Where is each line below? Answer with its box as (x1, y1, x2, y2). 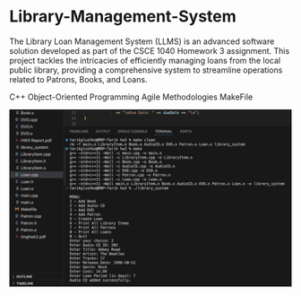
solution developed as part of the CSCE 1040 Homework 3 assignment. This (9, 45, 290, 56)
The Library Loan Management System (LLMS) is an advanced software (9, 36, 275, 47)
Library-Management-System (9, 6, 237, 27)
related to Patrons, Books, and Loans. (9, 74, 148, 84)
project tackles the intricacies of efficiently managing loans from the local (9, 55, 280, 65)
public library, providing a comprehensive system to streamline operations (9, 65, 283, 75)
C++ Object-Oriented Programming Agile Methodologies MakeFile (9, 91, 254, 102)
